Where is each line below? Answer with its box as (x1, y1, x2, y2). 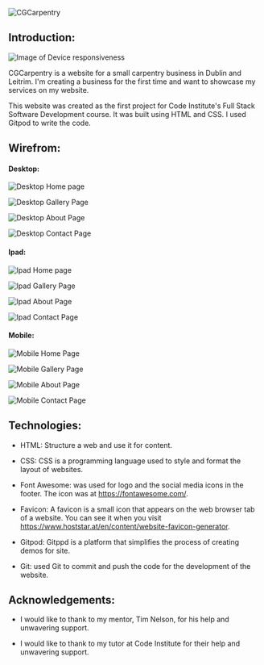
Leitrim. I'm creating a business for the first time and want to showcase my (8, 77, 256, 86)
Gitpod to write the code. (8, 118, 91, 128)
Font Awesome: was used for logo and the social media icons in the (19, 480, 244, 490)
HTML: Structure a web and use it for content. (19, 440, 173, 450)
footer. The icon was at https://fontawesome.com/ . (19, 488, 189, 498)
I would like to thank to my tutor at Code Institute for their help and (19, 638, 240, 649)
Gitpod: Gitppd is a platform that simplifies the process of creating (19, 537, 240, 546)
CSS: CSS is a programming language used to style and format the (19, 456, 241, 466)
